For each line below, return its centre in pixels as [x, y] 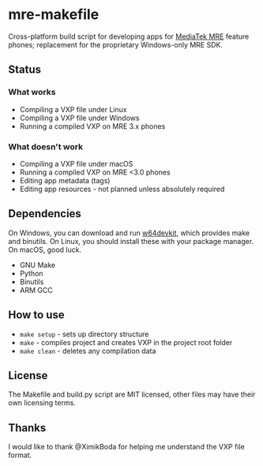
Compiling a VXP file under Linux [73, 109]
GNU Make [38, 265]
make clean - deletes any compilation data [88, 351]
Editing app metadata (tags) [65, 180]
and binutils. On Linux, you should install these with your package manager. [131, 241]
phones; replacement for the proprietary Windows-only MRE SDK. [116, 44]
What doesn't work [46, 146]
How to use [36, 315]
